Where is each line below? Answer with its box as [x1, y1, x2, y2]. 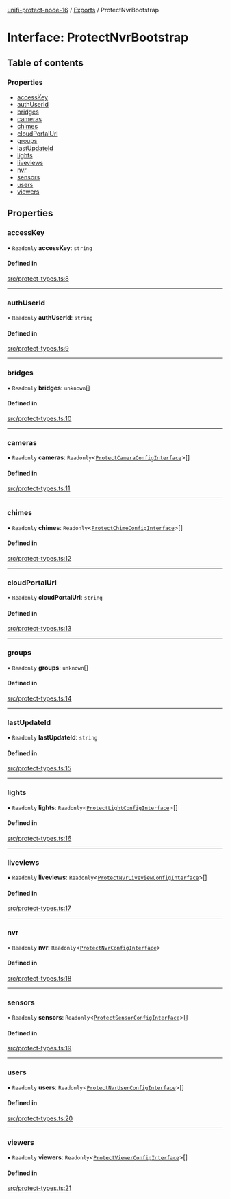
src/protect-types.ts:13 [7, 624, 72, 633]
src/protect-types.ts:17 [7, 904, 72, 913]
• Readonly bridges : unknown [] [7, 383, 90, 392]
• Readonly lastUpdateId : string [7, 733, 98, 742]
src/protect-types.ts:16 [7, 834, 72, 842]
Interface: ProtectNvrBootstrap [7, 30, 189, 45]
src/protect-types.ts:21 [7, 1184, 72, 1192]
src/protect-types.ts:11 [7, 484, 71, 492]
